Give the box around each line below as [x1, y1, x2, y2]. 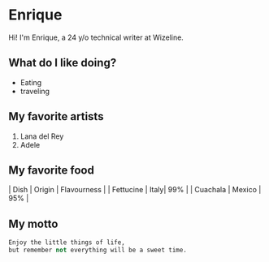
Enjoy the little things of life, [8, 238, 126, 247]
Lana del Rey [20, 131, 64, 141]
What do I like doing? [8, 56, 117, 70]
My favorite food [8, 163, 95, 177]
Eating [20, 77, 42, 87]
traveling [20, 86, 50, 96]
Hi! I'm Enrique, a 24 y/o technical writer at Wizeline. [8, 32, 184, 42]
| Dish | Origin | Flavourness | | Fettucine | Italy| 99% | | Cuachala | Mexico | [8, 185, 262, 195]
